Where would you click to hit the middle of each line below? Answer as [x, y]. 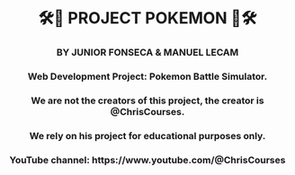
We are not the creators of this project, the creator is [147, 101]
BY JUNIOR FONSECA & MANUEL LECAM [147, 53]
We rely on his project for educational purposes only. [147, 136]
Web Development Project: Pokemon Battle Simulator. [147, 76]
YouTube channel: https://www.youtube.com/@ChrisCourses [147, 160]
